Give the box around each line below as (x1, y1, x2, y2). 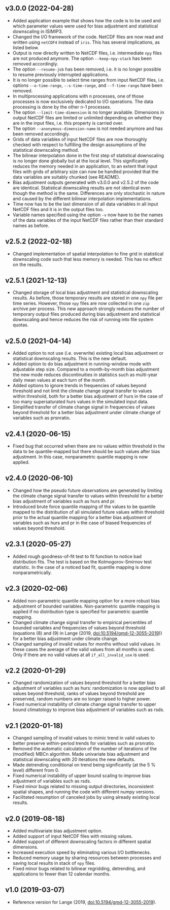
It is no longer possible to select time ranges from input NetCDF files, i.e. (12, 77, 165, 83)
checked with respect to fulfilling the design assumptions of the (12, 142, 146, 148)
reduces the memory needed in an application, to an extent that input (12, 163, 157, 169)
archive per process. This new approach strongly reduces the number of (12, 306, 165, 312)
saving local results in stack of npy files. (12, 860, 95, 866)
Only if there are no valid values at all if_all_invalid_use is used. (12, 652, 150, 658)
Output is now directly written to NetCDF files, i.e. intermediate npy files (12, 50, 162, 56)
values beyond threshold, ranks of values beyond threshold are (12, 690, 145, 697)
